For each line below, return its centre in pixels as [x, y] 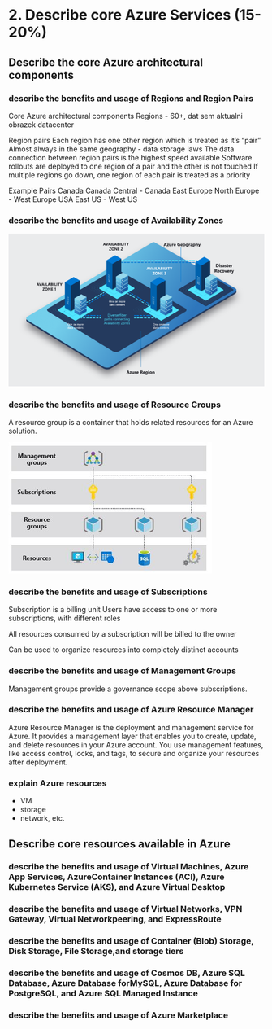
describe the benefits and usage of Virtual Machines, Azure [129, 867]
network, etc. [42, 818]
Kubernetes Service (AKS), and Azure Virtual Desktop [117, 887]
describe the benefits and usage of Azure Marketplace [119, 1015]
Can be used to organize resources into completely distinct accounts [123, 650]
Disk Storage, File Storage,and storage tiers [96, 952]
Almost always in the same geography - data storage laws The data [121, 149]
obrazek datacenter [41, 125]
